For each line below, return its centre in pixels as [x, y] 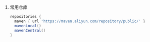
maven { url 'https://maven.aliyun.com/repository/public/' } [80, 21]
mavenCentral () [30, 30]
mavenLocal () [28, 26]
